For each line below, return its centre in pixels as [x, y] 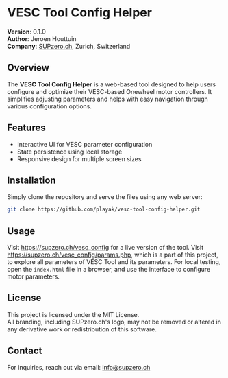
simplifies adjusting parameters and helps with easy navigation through [108, 99]
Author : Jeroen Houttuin [42, 38]
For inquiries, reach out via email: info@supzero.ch [79, 367]
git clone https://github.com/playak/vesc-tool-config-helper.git [104, 210]
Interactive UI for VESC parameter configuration [85, 144]
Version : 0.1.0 [27, 32]
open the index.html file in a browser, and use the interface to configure [109, 270]
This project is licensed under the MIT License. [73, 314]
